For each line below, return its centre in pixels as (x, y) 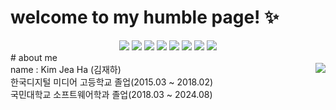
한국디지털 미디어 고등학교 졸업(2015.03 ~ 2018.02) (112, 82)
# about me (34, 57)
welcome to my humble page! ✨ (145, 17)
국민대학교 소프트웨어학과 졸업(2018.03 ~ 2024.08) (111, 94)
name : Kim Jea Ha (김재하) (66, 69)
